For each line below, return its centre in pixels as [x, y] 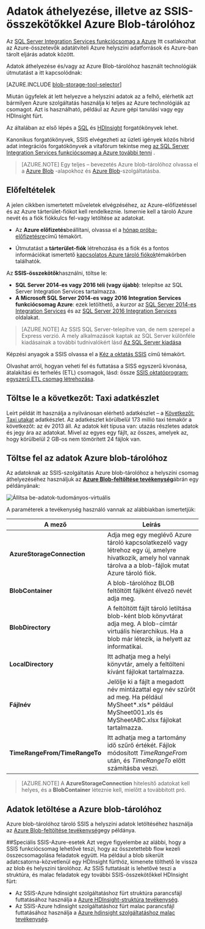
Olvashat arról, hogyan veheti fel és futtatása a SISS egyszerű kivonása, [97, 366]
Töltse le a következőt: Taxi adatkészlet [83, 398]
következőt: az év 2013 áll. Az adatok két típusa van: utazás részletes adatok [103, 426]
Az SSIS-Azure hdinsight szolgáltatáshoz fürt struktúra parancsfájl [99, 893]
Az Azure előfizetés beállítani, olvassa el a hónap [77, 229]
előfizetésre [30, 236]
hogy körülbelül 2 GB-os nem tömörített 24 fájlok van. [74, 439]
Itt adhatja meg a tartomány [147, 737]
